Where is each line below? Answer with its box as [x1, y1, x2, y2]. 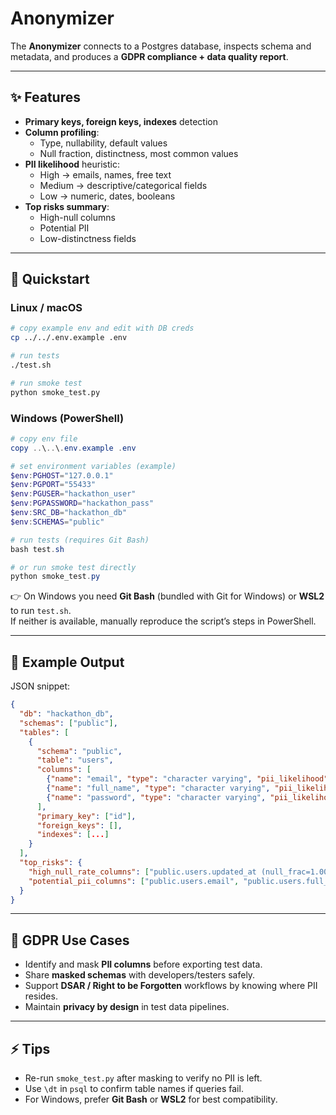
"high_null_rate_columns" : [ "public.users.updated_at [28, 867, 257, 877]
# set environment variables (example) [10, 461, 177, 471]
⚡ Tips [10, 1040, 51, 1057]
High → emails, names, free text [39, 168, 172, 181]
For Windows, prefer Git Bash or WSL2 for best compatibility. [24, 1093, 278, 1106]
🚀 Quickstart [10, 271, 90, 288]
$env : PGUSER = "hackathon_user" [10, 489, 137, 499]
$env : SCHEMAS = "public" [10, 517, 105, 527]
